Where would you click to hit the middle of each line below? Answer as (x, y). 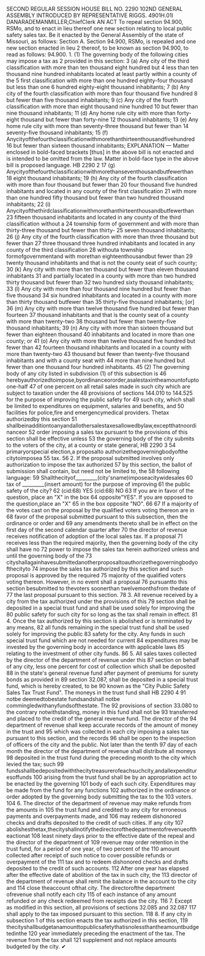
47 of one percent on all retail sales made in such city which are (110, 386)
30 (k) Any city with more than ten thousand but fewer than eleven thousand (102, 269)
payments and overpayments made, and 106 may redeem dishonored (94, 816)
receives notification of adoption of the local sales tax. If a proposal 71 (95, 536)
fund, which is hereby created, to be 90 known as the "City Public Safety (98, 686)
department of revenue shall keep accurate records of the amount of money (102, 725)
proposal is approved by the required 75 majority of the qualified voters (96, 575)
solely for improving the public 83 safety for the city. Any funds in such (96, 634)
